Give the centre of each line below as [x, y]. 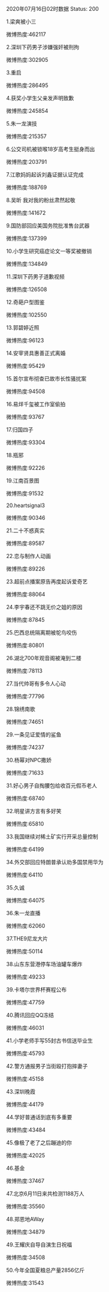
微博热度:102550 [27, 315]
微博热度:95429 [26, 366]
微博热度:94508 [26, 391]
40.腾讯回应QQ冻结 [30, 1015]
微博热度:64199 [25, 849]
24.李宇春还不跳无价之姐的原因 [44, 607]
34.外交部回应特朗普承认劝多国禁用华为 [55, 862]
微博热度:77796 [25, 696]
